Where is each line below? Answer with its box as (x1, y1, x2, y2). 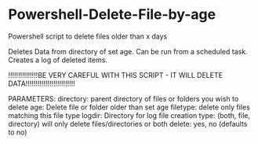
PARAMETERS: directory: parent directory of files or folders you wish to (8, 94, 239, 103)
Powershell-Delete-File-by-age (8, 6, 216, 24)
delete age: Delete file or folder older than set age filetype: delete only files (8, 102, 251, 112)
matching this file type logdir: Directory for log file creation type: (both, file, (8, 110, 251, 120)
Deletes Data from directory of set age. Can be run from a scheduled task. (8, 46, 249, 56)
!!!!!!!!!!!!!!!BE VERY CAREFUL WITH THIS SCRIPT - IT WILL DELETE (8, 70, 223, 79)
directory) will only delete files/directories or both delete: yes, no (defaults (8, 119, 248, 128)
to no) (8, 127, 27, 137)
